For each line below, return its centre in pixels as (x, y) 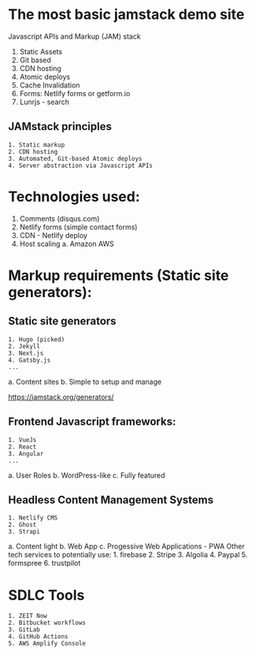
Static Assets (41, 51)
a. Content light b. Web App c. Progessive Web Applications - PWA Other (127, 546)
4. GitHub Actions (38, 637)
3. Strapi (24, 532)
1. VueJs (22, 440)
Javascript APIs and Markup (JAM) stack (75, 36)
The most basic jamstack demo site (126, 15)
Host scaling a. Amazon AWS (67, 244)
